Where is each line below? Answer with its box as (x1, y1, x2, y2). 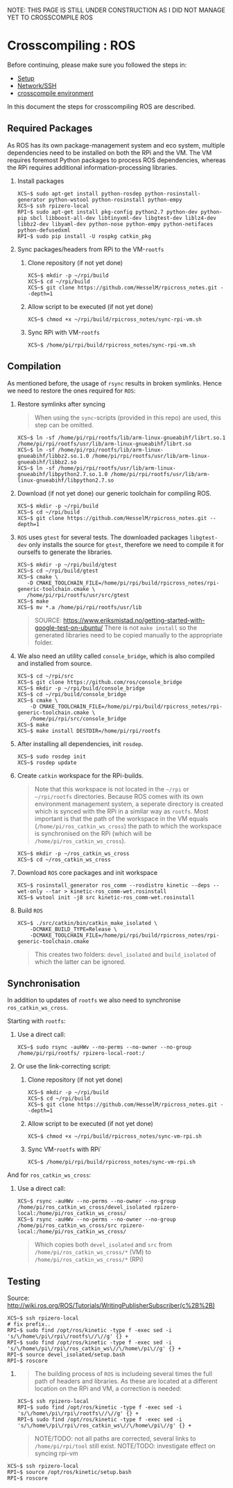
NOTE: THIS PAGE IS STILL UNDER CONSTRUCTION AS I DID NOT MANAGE (7, 6, 225, 14)
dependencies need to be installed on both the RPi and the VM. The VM (7, 148, 212, 157)
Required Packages (7, 122, 93, 134)
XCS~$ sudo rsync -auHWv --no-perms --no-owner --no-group (17, 1044, 192, 1051)
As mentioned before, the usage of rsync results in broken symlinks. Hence (7, 379, 222, 387)
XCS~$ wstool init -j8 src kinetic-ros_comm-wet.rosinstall (17, 894, 195, 901)
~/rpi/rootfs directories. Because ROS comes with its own (34, 792, 204, 800)
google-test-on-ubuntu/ (34, 623, 103, 632)
